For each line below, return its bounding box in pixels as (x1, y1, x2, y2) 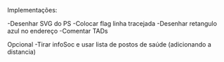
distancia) (7, 48, 37, 56)
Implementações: (7, 6, 58, 14)
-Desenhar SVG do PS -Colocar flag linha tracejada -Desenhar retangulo (7, 20, 218, 27)
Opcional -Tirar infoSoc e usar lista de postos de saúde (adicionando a (7, 40, 212, 48)
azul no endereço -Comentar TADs (7, 27, 108, 35)
